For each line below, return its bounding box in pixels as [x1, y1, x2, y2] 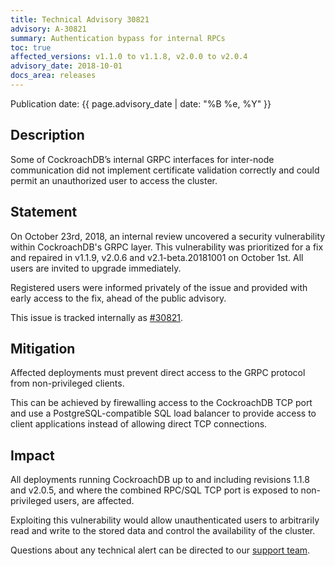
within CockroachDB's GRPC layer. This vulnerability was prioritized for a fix [10, 241, 324, 253]
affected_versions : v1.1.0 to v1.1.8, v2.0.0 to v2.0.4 [10, 52, 248, 62]
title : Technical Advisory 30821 [10, 14, 150, 25]
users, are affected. [53, 495, 135, 507]
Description [10, 127, 85, 144]
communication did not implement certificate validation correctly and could [10, 164, 320, 176]
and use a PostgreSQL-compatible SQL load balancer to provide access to [10, 407, 317, 420]
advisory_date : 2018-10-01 [10, 61, 123, 71]
